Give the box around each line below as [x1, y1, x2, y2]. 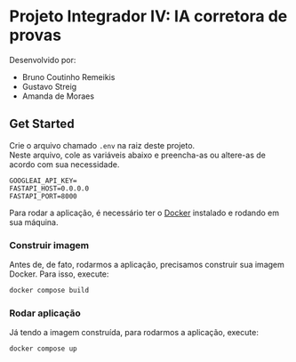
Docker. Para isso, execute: [9, 269, 109, 279]
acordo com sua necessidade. [9, 158, 120, 170]
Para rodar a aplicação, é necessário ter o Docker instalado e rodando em [9, 207, 280, 218]
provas [9, 25, 62, 45]
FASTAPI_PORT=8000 [9, 191, 77, 201]
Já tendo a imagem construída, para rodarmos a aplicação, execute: [9, 327, 260, 338]
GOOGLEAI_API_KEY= [9, 176, 77, 185]
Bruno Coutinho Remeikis [21, 71, 116, 82]
